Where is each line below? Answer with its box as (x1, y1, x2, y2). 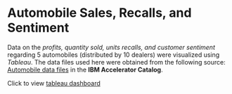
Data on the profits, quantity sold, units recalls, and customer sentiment (7, 43, 216, 51)
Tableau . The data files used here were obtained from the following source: (7, 58, 226, 66)
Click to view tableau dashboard (7, 79, 101, 87)
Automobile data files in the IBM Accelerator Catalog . (7, 65, 163, 74)
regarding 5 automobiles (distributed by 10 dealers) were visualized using (7, 51, 220, 59)
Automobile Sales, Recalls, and (7, 5, 192, 21)
